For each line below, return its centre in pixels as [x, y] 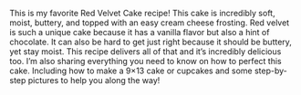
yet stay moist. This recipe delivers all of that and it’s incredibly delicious [145, 52]
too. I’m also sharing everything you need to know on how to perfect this [145, 61]
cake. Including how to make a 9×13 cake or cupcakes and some [131, 71]
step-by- [270, 71]
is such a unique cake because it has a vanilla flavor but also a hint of [140, 32]
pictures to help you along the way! [94, 80]
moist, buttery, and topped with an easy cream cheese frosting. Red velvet [150, 23]
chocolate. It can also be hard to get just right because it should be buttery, [150, 42]
